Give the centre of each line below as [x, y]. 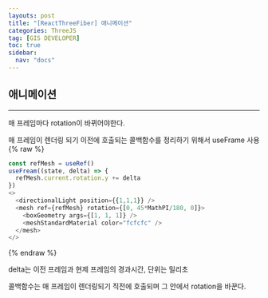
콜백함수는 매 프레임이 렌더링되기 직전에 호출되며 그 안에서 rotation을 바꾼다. [127, 286]
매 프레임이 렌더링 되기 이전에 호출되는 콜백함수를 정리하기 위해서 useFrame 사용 [134, 140]
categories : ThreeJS [43, 30]
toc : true [25, 46]
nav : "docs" [35, 61]
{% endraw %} [33, 253]
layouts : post [32, 16]
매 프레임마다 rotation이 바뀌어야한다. [67, 123]
